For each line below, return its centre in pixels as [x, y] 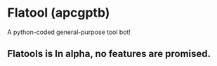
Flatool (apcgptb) [59, 13]
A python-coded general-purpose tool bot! [69, 32]
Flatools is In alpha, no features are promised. [109, 54]
